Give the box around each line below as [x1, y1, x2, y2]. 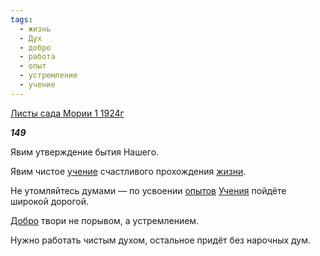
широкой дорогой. [10, 195, 89, 207]
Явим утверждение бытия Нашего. [10, 146, 160, 158]
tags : [10, 14, 33, 25]
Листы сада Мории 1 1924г [10, 107, 125, 119]
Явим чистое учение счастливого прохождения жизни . [10, 165, 247, 177]
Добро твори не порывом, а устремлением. [10, 214, 200, 226]
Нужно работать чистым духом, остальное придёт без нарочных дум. [10, 234, 312, 246]
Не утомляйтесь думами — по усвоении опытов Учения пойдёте [10, 184, 287, 196]
